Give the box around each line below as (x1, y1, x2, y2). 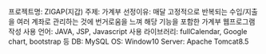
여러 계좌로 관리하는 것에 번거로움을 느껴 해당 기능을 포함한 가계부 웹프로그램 (16, 17, 256, 26)
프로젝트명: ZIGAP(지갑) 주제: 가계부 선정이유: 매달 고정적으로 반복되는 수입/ (8, 7, 245, 16)
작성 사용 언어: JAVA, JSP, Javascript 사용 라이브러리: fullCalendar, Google (8, 27, 248, 36)
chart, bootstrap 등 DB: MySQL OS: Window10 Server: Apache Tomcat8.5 (8, 37, 249, 46)
